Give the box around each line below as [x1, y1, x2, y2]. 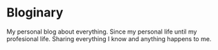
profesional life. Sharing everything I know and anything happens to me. [6, 34, 212, 42]
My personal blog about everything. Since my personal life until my [6, 27, 197, 36]
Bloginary [6, 5, 64, 21]
